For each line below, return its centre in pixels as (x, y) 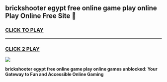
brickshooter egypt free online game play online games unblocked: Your (81, 69)
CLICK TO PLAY (24, 30)
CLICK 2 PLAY (22, 49)
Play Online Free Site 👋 (41, 16)
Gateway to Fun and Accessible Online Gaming (54, 74)
